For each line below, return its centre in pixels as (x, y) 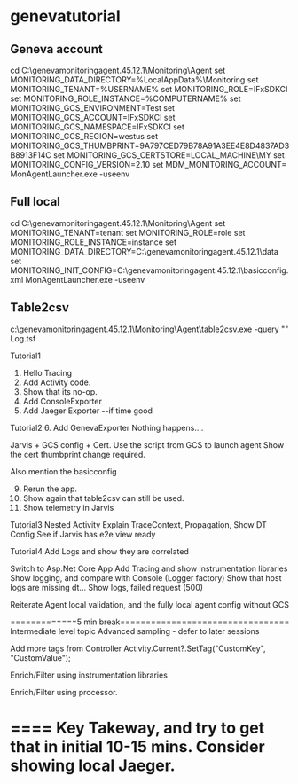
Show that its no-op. (60, 391)
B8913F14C (31, 155)
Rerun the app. (50, 489)
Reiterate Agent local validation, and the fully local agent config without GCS (149, 604)
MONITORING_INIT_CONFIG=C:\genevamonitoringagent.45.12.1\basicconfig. (149, 270)
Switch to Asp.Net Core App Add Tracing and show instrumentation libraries (149, 568)
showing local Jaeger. (93, 765)
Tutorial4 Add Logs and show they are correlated (100, 551)
